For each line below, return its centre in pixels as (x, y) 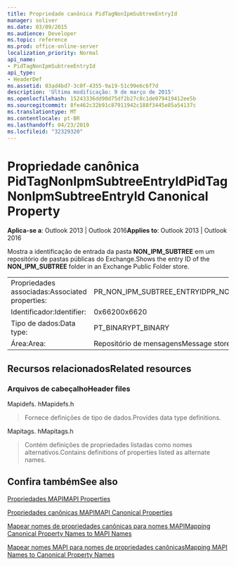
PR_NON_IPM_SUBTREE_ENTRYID (150, 292)
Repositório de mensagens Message (153, 344)
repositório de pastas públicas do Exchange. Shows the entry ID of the (109, 259)
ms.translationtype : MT (42, 112)
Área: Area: (28, 344)
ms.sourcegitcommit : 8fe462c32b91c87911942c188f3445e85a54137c (102, 105)
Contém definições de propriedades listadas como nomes (108, 445)
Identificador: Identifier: (48, 312)
